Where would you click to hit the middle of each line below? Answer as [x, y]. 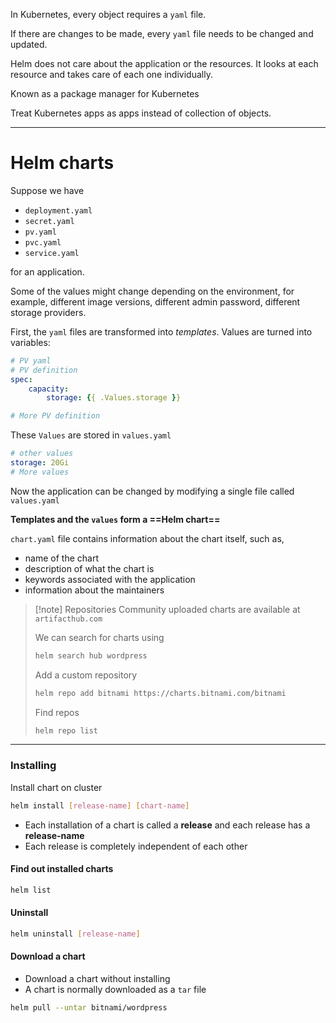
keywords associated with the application [110, 579]
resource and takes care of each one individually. [111, 74]
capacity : [49, 389]
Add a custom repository [86, 675]
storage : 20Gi [40, 463]
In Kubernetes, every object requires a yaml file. [108, 14]
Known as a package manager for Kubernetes [105, 93]
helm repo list [66, 730]
